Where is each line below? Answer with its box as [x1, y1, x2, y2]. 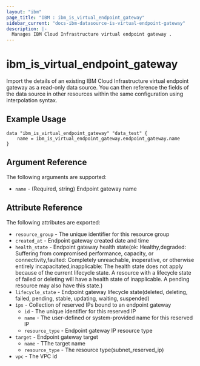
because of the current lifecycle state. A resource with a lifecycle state [15, 269, 192, 276]
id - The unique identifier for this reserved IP [24, 307, 136, 315]
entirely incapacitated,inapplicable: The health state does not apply [15, 263, 184, 270]
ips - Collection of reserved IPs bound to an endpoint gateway [15, 301, 172, 309]
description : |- [6, 25, 47, 32]
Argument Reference [6, 157, 87, 168]
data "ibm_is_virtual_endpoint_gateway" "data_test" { [6, 130, 148, 136]
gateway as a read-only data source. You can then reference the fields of [6, 84, 189, 91]
